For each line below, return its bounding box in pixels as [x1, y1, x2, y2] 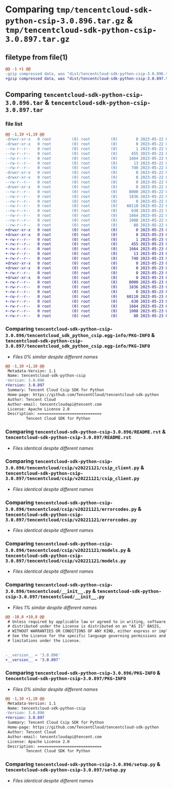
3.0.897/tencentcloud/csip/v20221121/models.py [5, 558, 126, 564]
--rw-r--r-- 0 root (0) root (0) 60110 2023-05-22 [5, 204, 164, 209]
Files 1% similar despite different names [12, 604, 97, 610]
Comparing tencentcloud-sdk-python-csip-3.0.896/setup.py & [5, 761, 161, 768]
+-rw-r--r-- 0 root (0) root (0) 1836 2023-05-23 [5, 285, 164, 290]
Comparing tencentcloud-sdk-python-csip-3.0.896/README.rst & [5, 428, 166, 436]
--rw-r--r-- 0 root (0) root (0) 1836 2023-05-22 [5, 194, 164, 199]
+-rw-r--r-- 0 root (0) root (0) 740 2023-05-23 [5, 256, 164, 261]
